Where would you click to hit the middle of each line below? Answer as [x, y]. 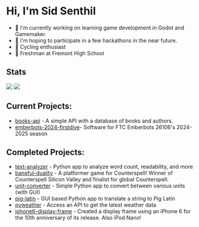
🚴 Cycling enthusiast [40, 47]
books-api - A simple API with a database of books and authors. [94, 121]
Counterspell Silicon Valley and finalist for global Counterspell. [92, 180]
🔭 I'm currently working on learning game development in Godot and [99, 28]
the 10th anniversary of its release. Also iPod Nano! [78, 218]
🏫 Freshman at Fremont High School [59, 53]
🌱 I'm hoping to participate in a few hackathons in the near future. [96, 40]
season [38, 133]
